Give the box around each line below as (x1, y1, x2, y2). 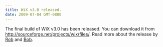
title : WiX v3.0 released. (5, 7, 62, 12)
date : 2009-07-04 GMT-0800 (5, 12, 62, 17)
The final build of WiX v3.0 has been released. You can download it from (5, 25, 155, 31)
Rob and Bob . (5, 36, 34, 42)
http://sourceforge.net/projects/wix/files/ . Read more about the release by (5, 31, 158, 37)
